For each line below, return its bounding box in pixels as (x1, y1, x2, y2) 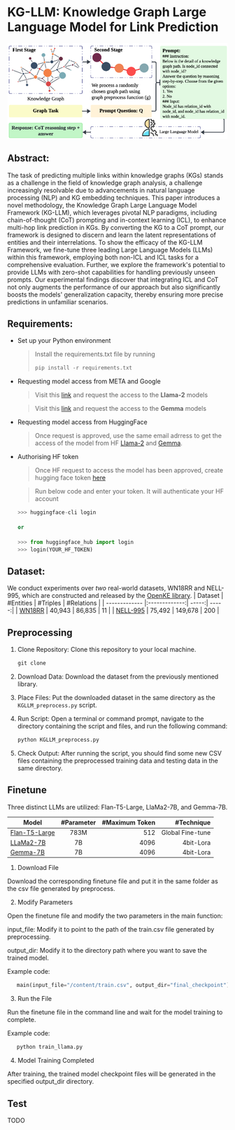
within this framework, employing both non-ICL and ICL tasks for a (7, 253, 199, 261)
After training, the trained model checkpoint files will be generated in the (7, 1070, 216, 1078)
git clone (17, 660, 47, 667)
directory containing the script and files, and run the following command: (17, 721, 228, 730)
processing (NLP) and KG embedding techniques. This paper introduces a (7, 193, 220, 202)
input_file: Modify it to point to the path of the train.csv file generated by (7, 925, 215, 934)
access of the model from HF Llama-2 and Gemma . (34, 439, 183, 447)
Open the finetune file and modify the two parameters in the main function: (7, 912, 223, 920)
